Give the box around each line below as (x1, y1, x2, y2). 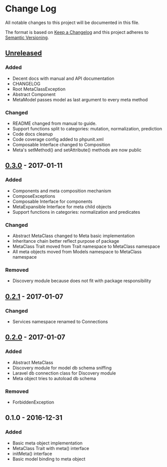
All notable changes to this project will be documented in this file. (5, 19, 140, 25)
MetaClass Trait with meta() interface (12, 445, 89, 451)
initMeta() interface (12, 451, 52, 457)
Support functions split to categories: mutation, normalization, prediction (12, 125, 162, 131)
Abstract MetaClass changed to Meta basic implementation (12, 233, 135, 239)
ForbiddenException (12, 399, 54, 405)
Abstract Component (12, 91, 56, 97)
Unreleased (5, 49, 42, 57)
